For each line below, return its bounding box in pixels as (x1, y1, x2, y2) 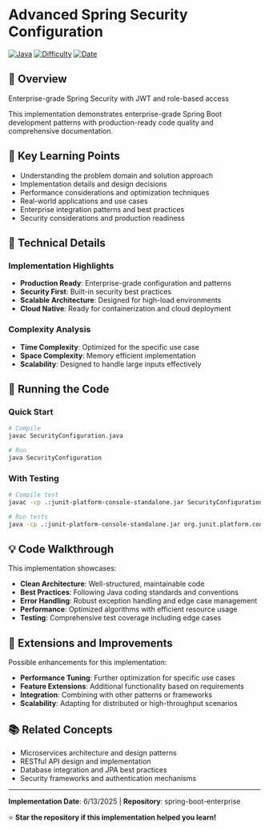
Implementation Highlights (8, 260, 114, 271)
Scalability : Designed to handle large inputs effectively (19, 359, 202, 369)
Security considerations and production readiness (19, 213, 186, 223)
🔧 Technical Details (8, 236, 106, 250)
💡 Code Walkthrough (8, 542, 114, 555)
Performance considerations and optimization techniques (19, 187, 210, 197)
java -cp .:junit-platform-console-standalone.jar (8, 520, 181, 528)
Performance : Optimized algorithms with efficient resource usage (19, 604, 238, 614)
